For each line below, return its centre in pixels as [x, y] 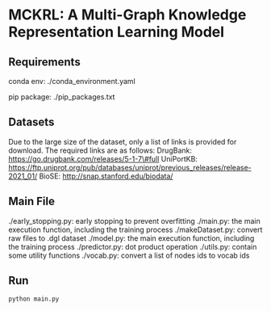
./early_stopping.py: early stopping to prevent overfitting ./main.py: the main [134, 221]
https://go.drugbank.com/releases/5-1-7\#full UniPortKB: [103, 158]
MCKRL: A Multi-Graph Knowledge [127, 15]
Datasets [31, 122]
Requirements [44, 62]
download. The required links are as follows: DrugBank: [100, 150]
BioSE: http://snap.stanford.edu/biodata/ [106, 176]
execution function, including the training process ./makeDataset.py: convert [135, 229]
